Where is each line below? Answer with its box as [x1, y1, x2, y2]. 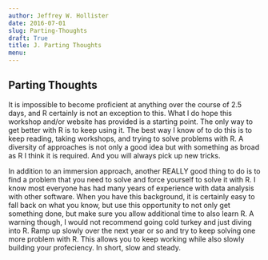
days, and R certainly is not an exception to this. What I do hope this [8, 108, 233, 118]
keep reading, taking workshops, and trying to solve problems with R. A [8, 134, 244, 143]
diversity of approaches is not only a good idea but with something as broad [8, 142, 260, 152]
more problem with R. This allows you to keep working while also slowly [8, 234, 245, 244]
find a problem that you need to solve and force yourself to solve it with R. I [8, 174, 256, 184]
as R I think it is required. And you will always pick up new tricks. [8, 150, 221, 160]
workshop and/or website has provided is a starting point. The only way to [8, 117, 254, 126]
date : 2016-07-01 [8, 19, 66, 27]
